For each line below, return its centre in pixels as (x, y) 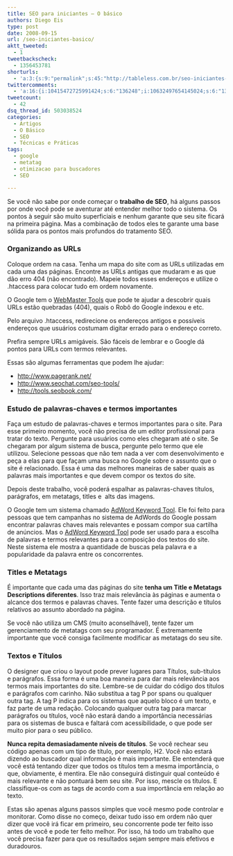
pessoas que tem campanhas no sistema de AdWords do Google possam (112, 517)
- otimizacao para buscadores (57, 169)
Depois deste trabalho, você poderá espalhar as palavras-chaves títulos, (111, 489)
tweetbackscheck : (32, 59)
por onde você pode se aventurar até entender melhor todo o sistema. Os (112, 209)
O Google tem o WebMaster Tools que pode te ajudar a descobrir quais (109, 299)
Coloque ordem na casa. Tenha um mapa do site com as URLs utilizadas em (116, 264)
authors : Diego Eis (35, 20)
